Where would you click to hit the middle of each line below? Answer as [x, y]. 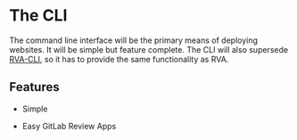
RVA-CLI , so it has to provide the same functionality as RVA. [119, 59]
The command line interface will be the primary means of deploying [134, 40]
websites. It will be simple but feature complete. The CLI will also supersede [148, 49]
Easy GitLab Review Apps [69, 126]
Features [34, 87]
